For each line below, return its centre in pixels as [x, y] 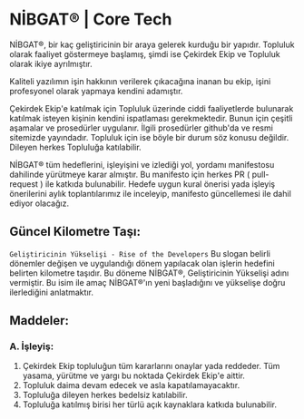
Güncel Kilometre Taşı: [75, 232]
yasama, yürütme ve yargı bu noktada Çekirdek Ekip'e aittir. [133, 375]
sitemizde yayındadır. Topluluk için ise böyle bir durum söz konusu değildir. [149, 137]
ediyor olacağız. [39, 203]
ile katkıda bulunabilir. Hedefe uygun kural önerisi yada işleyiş [160, 184]
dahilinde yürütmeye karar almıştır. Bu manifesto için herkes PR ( [130, 174]
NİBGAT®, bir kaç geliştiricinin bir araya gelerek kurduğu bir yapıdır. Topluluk [152, 44]
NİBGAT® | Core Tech [91, 19]
